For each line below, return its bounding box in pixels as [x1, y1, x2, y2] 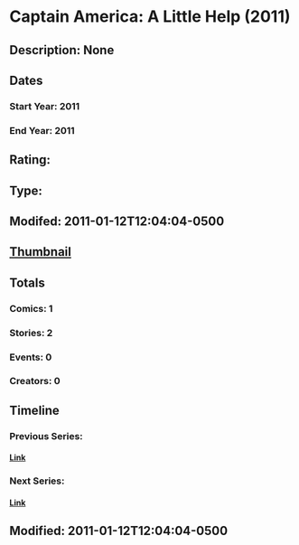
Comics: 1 [9, 302, 53, 315]
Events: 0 [9, 351, 52, 363]
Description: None [9, 42, 115, 58]
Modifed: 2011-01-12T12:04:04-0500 [9, 213, 225, 229]
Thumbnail [9, 244, 72, 259]
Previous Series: [9, 429, 83, 442]
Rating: [9, 152, 51, 168]
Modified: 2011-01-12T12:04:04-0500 [9, 523, 229, 539]
